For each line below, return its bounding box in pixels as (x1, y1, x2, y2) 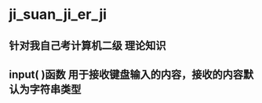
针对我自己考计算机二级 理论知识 (9, 39, 166, 52)
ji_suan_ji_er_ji (9, 6, 107, 24)
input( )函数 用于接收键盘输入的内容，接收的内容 (9, 68, 244, 81)
